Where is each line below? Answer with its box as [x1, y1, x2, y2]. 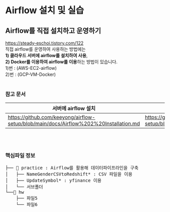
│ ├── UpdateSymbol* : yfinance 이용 [5, 178, 102, 183]
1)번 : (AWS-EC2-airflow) [5, 65, 57, 71]
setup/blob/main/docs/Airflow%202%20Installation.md [8, 120, 140, 127]
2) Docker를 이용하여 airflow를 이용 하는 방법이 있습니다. [5, 59, 118, 65]
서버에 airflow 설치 [52, 105, 96, 112]
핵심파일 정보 [5, 152, 35, 159]
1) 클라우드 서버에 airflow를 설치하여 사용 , [5, 53, 88, 58]
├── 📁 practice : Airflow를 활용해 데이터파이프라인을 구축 [5, 165, 139, 171]
